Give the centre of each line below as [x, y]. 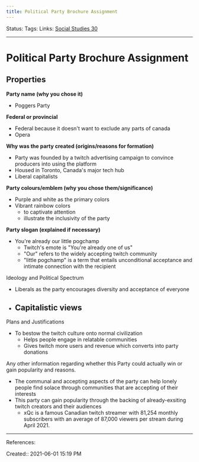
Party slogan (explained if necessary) [53, 230]
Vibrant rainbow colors [43, 205]
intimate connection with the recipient [70, 266]
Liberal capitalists [36, 176]
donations [36, 352]
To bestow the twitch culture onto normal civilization [78, 333]
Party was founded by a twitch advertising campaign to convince [94, 157]
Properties [26, 80]
